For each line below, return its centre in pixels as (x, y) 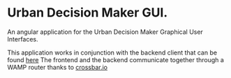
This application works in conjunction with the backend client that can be (112, 52)
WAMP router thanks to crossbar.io (58, 67)
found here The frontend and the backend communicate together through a (116, 59)
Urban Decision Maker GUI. (88, 13)
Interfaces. (23, 39)
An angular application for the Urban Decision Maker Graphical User (105, 32)
